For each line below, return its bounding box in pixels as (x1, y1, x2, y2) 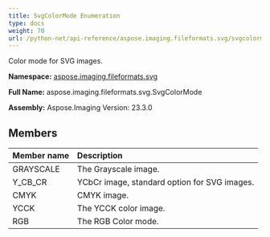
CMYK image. (76, 190, 129, 201)
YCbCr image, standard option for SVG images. (76, 177, 255, 188)
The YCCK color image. (76, 202, 166, 214)
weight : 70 (8, 27, 45, 35)
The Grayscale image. (76, 164, 160, 175)
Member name (12, 150, 70, 161)
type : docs (8, 19, 45, 27)
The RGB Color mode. (76, 216, 159, 227)
